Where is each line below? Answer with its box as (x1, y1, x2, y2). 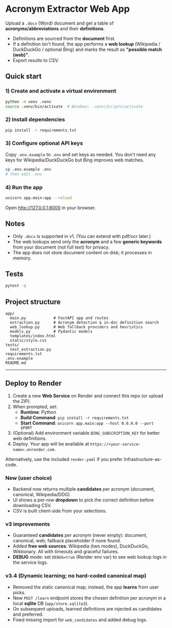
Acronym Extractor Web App (5, 3, 130, 15)
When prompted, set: (12, 403, 58, 410)
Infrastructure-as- (123, 456, 162, 462)
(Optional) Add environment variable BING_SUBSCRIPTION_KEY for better (12, 430, 160, 436)
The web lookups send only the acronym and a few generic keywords (12, 238, 162, 245)
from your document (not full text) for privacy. (12, 244, 110, 250)
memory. (12, 255, 32, 261)
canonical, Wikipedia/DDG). (12, 492, 72, 498)
